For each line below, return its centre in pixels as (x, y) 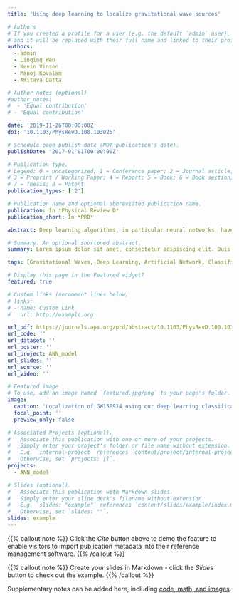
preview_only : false (44, 420)
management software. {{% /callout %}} (67, 554)
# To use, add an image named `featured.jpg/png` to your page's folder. (119, 393)
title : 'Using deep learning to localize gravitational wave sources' (114, 14)
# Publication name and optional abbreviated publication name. (105, 204)
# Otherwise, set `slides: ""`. (59, 512)
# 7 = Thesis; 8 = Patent (46, 185)
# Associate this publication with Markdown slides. (90, 492)
